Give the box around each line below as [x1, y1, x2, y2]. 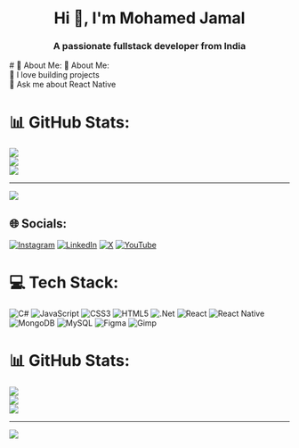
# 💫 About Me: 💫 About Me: [9, 60, 109, 71]
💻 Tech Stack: [9, 272, 119, 293]
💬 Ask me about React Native [9, 79, 117, 90]
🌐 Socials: [9, 216, 68, 231]
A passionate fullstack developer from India [53, 40, 246, 53]
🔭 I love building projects [9, 70, 100, 80]
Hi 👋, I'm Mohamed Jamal [53, 8, 246, 29]
